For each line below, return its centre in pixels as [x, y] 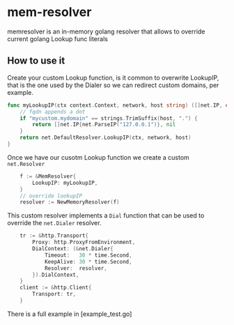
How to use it [36, 61]
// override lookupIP [51, 196]
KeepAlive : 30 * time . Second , [88, 262]
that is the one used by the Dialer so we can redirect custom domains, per [113, 85]
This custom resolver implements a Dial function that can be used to [106, 216]
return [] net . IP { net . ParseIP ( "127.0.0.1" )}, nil [104, 125]
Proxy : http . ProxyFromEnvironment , [84, 242]
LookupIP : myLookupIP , [65, 183]
